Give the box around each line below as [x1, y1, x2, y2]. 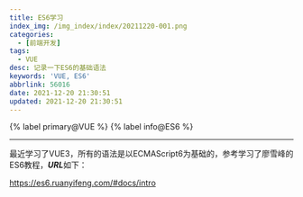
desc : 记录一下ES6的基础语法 [9, 64, 106, 73]
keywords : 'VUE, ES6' [9, 72, 91, 81]
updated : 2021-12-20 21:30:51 [9, 96, 124, 106]
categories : [9, 30, 54, 39]
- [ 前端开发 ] [17, 38, 61, 48]
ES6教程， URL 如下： [9, 159, 87, 171]
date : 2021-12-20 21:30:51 [9, 88, 111, 97]
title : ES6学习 [9, 13, 64, 22]
